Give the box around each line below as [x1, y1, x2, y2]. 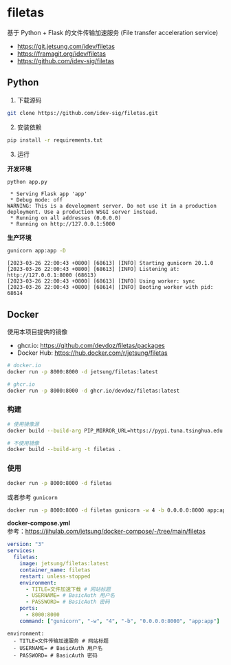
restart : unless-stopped [19, 573, 91, 580]
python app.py [7, 178, 48, 185]
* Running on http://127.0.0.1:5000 [10, 221, 115, 228]
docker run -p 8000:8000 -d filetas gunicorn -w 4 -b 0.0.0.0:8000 [7, 507, 205, 514]
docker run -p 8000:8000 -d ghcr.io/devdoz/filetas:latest [7, 387, 180, 394]
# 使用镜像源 [7, 421, 39, 428]
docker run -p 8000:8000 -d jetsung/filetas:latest [7, 368, 158, 375]
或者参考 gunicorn [7, 493, 58, 501]
